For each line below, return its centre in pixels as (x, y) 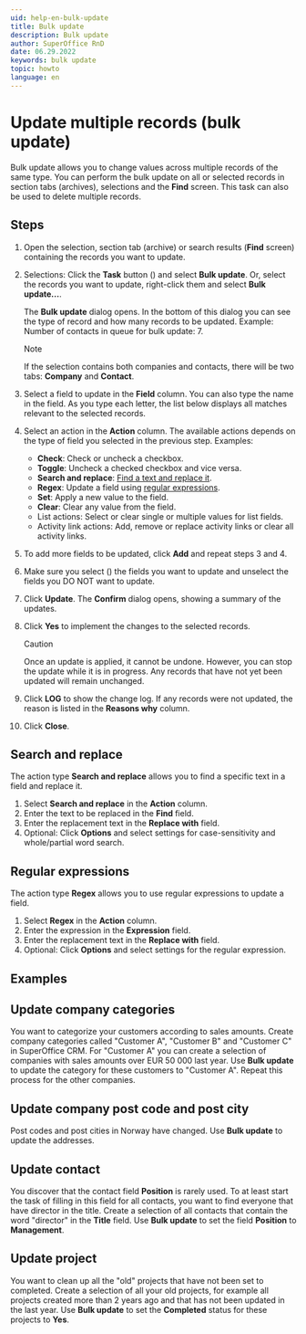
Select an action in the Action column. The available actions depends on (159, 431)
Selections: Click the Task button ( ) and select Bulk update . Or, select (154, 274)
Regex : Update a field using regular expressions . (129, 487)
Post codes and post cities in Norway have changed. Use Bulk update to (147, 1131)
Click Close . (46, 726)
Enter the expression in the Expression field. (107, 930)
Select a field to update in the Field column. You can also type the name (158, 394)
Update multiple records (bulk (126, 122)
